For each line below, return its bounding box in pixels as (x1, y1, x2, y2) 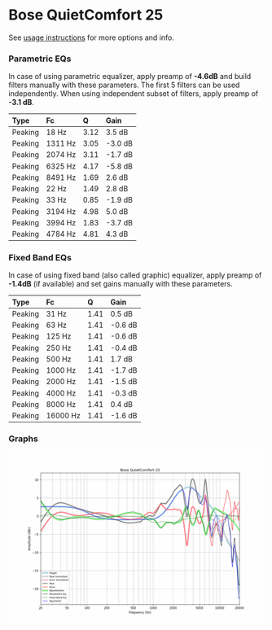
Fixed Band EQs (8, 252, 72, 263)
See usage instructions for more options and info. (8, 33, 175, 42)
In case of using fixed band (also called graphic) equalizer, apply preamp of (8, 270, 262, 280)
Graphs (8, 433, 38, 444)
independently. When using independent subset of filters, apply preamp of (8, 89, 259, 98)
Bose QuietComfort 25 (8, 6, 164, 24)
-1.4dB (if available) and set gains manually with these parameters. (8, 279, 234, 289)
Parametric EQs (8, 53, 72, 64)
